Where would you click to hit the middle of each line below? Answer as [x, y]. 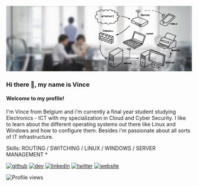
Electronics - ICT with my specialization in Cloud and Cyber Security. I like [96, 118]
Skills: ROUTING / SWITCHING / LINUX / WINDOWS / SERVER [81, 148]
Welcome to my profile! [35, 99]
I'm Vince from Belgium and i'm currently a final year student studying [91, 112]
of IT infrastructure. [30, 136]
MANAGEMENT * [27, 154]
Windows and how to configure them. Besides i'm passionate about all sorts [98, 130]
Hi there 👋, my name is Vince [48, 84]
